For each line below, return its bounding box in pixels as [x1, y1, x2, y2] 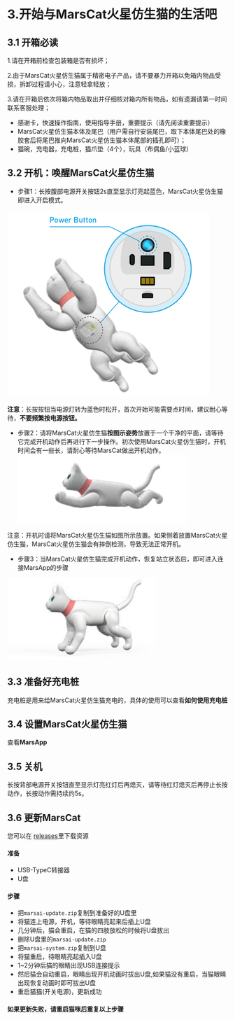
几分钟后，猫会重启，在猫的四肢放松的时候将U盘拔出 [17, 926, 170, 935]
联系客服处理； [7, 104, 50, 112]
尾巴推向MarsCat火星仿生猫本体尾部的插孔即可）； [41, 136, 187, 144]
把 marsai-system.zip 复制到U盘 [17, 944, 106, 952]
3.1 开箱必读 [7, 36, 59, 48]
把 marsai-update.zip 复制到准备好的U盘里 [17, 909, 137, 917]
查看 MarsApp [7, 738, 48, 746]
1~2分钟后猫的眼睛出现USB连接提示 [17, 961, 120, 970]
